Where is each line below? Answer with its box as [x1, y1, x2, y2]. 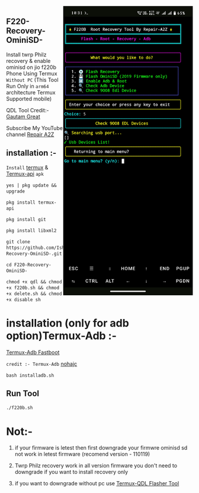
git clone [6, 239, 31, 245]
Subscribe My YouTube [6, 124, 63, 131]
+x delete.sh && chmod [6, 290, 62, 296]
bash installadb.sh [6, 372, 54, 378]
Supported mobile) [6, 95, 52, 102]
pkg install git [6, 216, 46, 222]
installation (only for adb [6, 316, 129, 330]
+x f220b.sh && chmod [6, 285, 60, 290]
